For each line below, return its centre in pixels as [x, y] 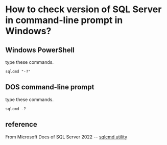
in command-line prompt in [64, 20]
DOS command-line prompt [50, 87]
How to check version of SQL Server [83, 9]
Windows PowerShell [40, 50]
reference [21, 124]
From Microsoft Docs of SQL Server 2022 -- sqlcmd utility [66, 137]
